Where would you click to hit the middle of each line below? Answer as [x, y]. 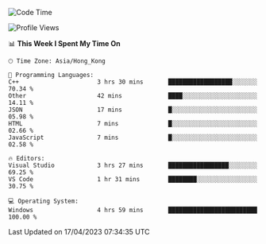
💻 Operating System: [44, 201]
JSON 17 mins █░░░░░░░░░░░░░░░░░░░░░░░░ [133, 110]
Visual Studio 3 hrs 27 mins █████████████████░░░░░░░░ [133, 165]
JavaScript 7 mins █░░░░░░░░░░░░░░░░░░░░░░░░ [133, 137]
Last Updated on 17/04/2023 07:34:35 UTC [79, 232]
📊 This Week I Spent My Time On [64, 43]
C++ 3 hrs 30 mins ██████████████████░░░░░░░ [133, 82]
